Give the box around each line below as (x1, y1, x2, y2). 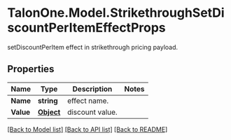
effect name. (67, 96, 109, 106)
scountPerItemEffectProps (7, 20, 166, 36)
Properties (7, 63, 55, 75)
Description (72, 84, 113, 94)
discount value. (67, 107, 118, 117)
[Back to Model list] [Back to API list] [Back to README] (7, 125, 168, 134)
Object (37, 107, 61, 117)
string (37, 96, 58, 106)
